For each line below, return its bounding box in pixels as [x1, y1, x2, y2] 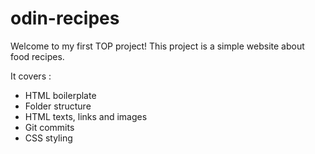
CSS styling [24, 132, 73, 144]
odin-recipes [10, 7, 120, 30]
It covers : [10, 70, 52, 82]
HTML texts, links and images [24, 110, 148, 122]
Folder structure [24, 100, 92, 112]
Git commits [24, 121, 75, 133]
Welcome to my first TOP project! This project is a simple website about [10, 40, 305, 52]
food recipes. [10, 50, 65, 62]
